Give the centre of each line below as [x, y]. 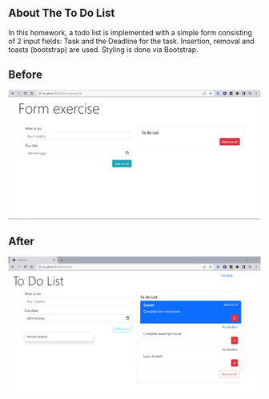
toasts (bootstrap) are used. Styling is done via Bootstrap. [103, 49]
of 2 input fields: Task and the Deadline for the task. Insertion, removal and [131, 41]
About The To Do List [62, 13]
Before [25, 75]
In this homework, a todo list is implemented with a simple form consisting [130, 32]
